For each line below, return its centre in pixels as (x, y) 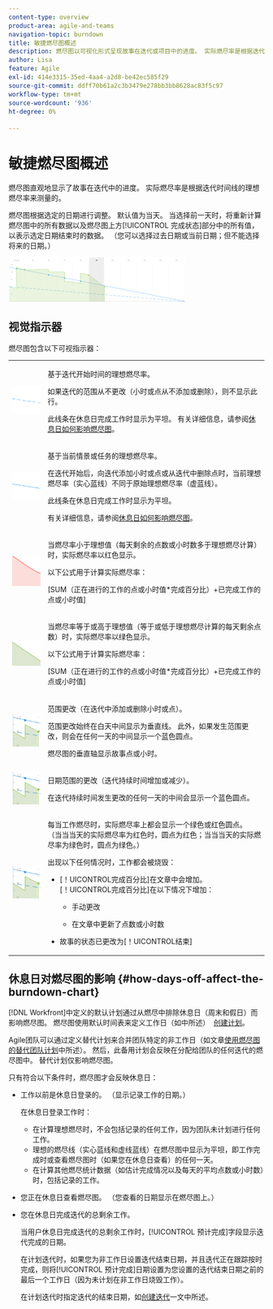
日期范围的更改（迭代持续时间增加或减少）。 (120, 780)
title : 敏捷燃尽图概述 (43, 43)
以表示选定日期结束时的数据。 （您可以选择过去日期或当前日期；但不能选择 (134, 236)
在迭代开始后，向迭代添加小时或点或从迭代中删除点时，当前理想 (154, 473)
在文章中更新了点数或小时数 (118, 924)
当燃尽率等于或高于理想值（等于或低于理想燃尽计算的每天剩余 (151, 626)
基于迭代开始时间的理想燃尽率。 (101, 374)
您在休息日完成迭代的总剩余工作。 (77, 1215)
